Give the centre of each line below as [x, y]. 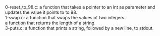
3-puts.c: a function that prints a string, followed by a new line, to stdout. [80, 28]
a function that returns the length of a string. [50, 23]
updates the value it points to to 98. [41, 12]
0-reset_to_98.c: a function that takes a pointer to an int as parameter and [80, 7]
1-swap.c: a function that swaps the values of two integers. [65, 18]
